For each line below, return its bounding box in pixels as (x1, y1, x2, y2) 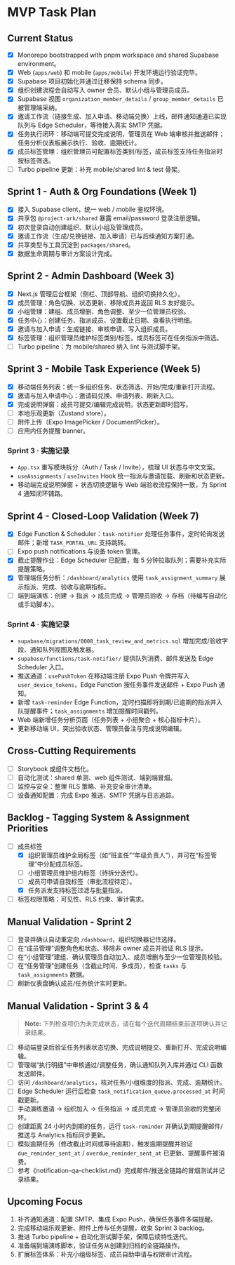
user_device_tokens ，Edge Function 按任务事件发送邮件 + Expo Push (17, 680, 217, 688)
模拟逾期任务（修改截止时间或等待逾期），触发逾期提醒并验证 (17, 1139, 193, 1148)
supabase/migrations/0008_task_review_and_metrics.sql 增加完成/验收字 (17, 636, 229, 645)
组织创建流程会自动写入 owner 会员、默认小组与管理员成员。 (17, 86, 193, 95)
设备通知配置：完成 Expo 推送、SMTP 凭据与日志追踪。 (17, 791, 178, 799)
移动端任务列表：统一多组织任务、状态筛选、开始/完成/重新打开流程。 (17, 382, 219, 391)
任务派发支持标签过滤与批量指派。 (27, 886, 127, 895)
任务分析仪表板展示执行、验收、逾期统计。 (17, 138, 141, 147)
